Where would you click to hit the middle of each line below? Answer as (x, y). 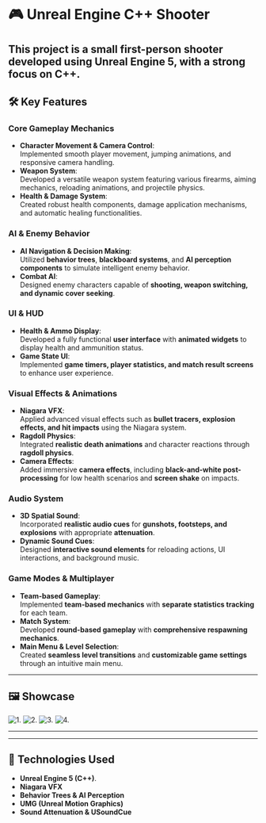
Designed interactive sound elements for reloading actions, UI (122, 549)
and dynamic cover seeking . (67, 293)
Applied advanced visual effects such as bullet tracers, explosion (127, 419)
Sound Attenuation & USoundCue (76, 812)
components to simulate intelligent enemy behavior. (104, 268)
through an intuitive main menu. (71, 663)
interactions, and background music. (80, 558)
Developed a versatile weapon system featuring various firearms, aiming (138, 179)
